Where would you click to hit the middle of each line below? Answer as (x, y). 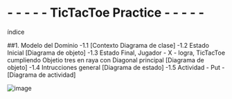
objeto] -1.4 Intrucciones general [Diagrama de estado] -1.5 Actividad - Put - (116, 67)
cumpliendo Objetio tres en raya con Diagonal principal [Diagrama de (106, 60)
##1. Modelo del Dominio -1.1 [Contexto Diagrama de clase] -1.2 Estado (108, 45)
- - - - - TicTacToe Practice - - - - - (106, 13)
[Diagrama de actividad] (42, 75)
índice (16, 32)
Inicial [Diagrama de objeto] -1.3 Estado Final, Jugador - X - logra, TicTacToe (116, 53)
